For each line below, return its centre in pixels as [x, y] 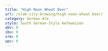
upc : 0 [12, 41]
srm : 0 [12, 37]
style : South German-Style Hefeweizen [44, 23]
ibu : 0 [12, 32]
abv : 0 [12, 28]
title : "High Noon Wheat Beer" [37, 9]
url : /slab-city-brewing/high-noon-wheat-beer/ [54, 14]
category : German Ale [27, 18]
